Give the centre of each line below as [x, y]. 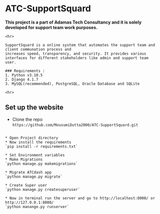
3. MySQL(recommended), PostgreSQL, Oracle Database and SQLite [72, 84]
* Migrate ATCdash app [28, 172]
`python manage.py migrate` [34, 177]
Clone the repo [27, 119]
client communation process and [38, 49]
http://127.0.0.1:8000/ [30, 202]
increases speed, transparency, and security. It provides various [76, 54]
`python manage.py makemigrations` [42, 164]
